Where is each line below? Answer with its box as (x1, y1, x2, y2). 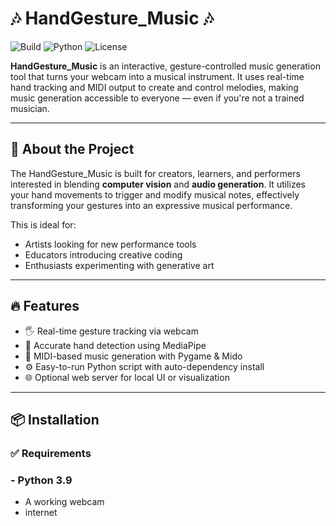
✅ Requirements (10, 446, 92, 460)
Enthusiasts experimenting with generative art (24, 259, 215, 271)
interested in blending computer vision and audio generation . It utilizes (10, 178, 306, 190)
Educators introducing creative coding (24, 248, 183, 261)
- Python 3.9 (10, 473, 73, 487)
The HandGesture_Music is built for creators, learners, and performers (10, 167, 301, 179)
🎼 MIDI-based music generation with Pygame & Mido (24, 350, 243, 362)
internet (24, 507, 58, 519)
